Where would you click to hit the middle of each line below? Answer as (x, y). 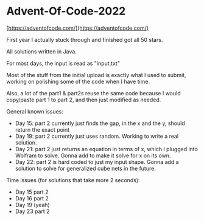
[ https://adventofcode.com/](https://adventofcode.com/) (78, 28)
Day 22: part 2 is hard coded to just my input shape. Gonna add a (97, 161)
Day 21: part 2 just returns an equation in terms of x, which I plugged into (106, 149)
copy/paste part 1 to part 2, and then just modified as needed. (84, 100)
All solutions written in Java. (42, 51)
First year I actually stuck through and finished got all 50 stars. (85, 39)
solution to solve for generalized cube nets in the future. (86, 168)
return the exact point (42, 129)
